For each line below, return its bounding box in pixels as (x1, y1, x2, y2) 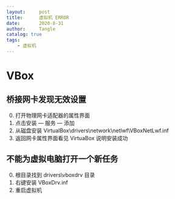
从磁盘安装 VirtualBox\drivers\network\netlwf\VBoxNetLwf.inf (15, 127, 169, 134)
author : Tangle (6, 25, 56, 32)
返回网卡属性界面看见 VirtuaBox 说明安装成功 (15, 134, 128, 141)
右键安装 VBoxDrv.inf (15, 178, 68, 186)
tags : (6, 37, 20, 43)
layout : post (6, 8, 50, 15)
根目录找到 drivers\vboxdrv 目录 (15, 171, 95, 178)
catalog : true (6, 32, 43, 38)
